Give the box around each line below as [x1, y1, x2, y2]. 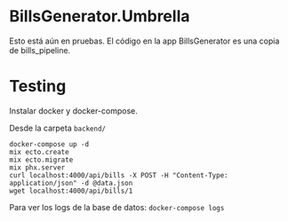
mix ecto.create [9, 147, 69, 156]
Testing [9, 76, 67, 97]
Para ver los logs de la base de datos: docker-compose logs [9, 201, 225, 212]
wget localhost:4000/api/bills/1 [9, 186, 133, 195]
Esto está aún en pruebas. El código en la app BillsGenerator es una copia [9, 36, 280, 46]
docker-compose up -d [9, 139, 90, 148]
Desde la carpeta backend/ [9, 122, 107, 133]
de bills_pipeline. [9, 44, 71, 55]
